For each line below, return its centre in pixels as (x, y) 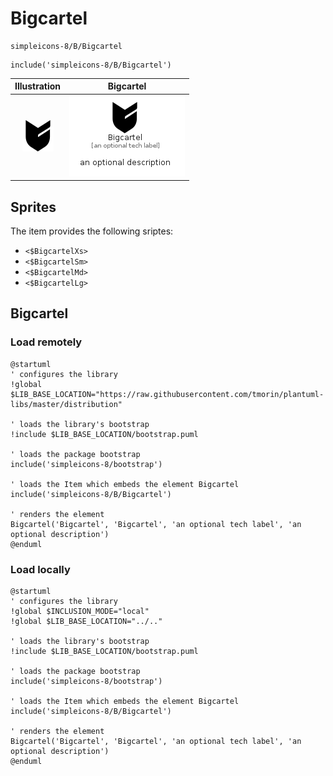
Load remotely (46, 342)
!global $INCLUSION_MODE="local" (80, 611)
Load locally (40, 569)
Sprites (33, 207)
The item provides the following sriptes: (92, 231)
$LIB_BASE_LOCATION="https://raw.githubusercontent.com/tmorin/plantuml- (167, 394)
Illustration (38, 86)
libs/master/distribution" (66, 404)
